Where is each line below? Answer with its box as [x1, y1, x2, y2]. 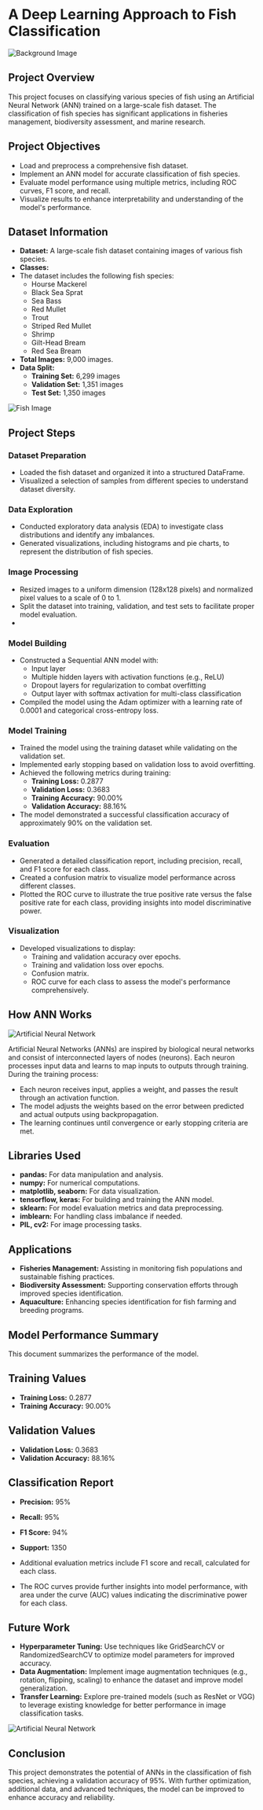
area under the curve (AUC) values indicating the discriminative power [19, 1590, 247, 1599]
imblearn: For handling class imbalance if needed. [19, 1211, 183, 1221]
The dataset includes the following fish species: [19, 271, 174, 281]
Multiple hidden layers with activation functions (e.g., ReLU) [31, 672, 225, 681]
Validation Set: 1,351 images [31, 380, 124, 389]
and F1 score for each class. [19, 864, 111, 874]
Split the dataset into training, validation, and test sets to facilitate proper [19, 601, 255, 610]
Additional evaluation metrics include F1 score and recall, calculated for [19, 1557, 250, 1567]
